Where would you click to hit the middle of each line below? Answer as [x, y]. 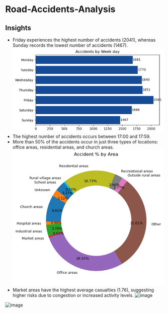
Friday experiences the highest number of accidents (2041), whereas [84, 40]
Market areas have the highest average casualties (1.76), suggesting [83, 290]
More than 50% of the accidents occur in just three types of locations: [85, 141]
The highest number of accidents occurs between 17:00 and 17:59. [81, 136]
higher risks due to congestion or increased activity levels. [73, 295]
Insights [18, 28]
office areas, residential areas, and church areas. [63, 147]
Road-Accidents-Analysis [60, 9]
